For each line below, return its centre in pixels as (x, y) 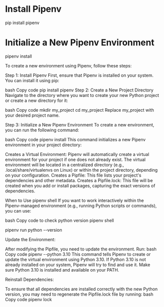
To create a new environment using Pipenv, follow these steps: (68, 65)
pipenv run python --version (34, 230)
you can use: (18, 211)
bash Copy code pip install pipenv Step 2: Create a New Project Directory (79, 90)
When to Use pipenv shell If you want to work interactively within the (74, 200)
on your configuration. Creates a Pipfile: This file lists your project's (73, 175)
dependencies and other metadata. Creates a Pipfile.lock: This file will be (79, 180)
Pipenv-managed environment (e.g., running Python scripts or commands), (81, 206)
